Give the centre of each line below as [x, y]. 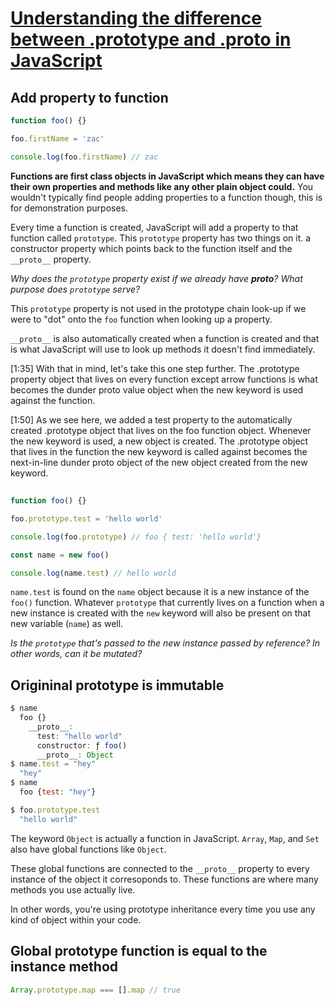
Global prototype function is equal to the [139, 951]
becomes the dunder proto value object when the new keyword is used [157, 389]
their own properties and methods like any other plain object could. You [162, 186]
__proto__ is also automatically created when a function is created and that [165, 338]
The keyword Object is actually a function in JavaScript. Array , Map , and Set [165, 838]
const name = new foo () [60, 555]
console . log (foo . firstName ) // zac [84, 157]
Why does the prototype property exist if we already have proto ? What [156, 278]
